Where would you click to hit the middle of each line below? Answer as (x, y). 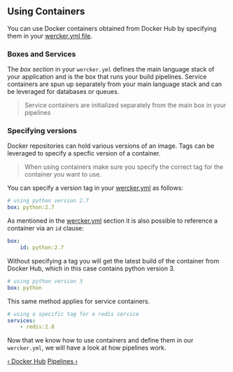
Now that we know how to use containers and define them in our (100, 340)
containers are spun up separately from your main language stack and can (115, 84)
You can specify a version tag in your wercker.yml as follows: (96, 188)
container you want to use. (63, 174)
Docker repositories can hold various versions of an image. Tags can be (111, 146)
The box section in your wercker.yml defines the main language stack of (111, 69)
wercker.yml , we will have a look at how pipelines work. (87, 348)
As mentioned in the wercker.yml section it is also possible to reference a (113, 221)
